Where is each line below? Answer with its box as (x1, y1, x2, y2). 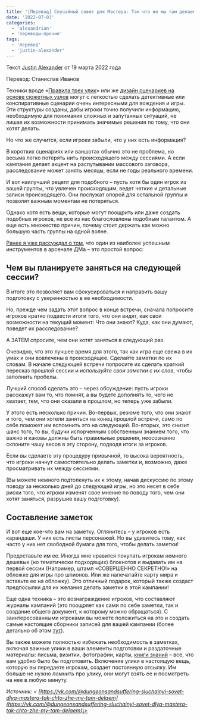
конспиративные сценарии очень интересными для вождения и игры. (6, 99, 185, 107)
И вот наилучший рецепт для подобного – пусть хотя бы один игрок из (6, 178, 186, 185)
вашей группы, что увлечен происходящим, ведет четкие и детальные (6, 184, 186, 192)
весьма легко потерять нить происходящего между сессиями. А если (6, 154, 186, 161)
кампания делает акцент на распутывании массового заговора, (6, 160, 170, 167)
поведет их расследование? (6, 325, 79, 332)
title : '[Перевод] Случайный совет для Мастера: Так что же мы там (6, 8, 177, 15)
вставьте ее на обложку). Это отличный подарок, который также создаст (6, 578, 193, 585)
